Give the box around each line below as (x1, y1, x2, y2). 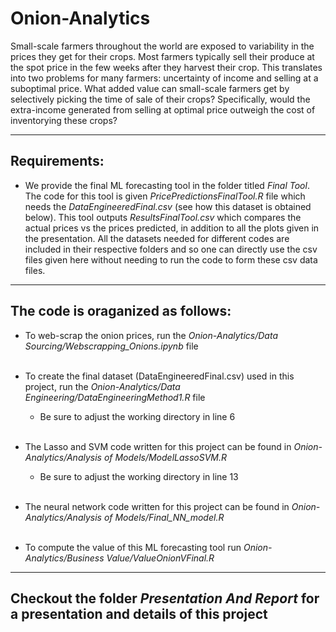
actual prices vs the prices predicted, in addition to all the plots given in (24, 222, 320, 234)
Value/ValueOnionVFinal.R (106, 552, 215, 564)
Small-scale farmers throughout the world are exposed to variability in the (10, 40, 315, 52)
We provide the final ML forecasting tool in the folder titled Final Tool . (24, 179, 310, 191)
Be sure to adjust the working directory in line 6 (39, 410, 236, 422)
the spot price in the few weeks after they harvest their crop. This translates (10, 61, 323, 73)
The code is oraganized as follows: (10, 303, 232, 320)
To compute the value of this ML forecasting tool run (24, 541, 242, 553)
